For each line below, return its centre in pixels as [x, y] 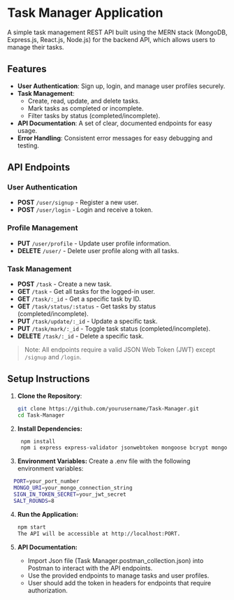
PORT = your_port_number [46, 481]
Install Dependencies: [50, 429]
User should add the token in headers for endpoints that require [119, 583]
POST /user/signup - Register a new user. [78, 202]
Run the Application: [48, 514]
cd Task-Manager [41, 415]
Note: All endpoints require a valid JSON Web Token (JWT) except [119, 350]
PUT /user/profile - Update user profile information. [94, 243]
